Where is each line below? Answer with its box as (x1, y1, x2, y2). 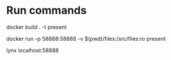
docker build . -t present (6, 23, 67, 31)
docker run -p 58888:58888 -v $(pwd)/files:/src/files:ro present (6, 35, 166, 42)
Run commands (6, 4, 87, 17)
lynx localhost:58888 (6, 46, 59, 54)
